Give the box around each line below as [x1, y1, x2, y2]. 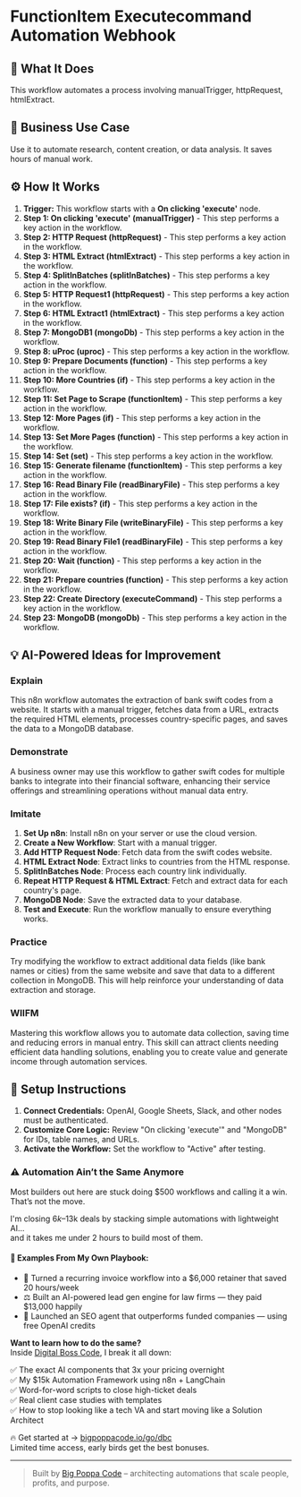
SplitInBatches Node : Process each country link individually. [22, 866, 247, 877]
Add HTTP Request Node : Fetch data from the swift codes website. [22, 846, 272, 857]
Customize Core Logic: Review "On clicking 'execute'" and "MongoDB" [22, 1125, 288, 1135]
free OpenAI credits [22, 1320, 96, 1330]
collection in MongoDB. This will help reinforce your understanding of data [10, 975, 284, 986]
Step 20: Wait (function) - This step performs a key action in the [22, 555, 263, 566]
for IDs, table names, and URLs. [22, 1134, 140, 1145]
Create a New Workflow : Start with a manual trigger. [22, 837, 218, 848]
